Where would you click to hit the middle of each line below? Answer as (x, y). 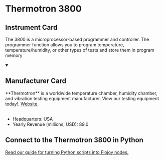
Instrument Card (31, 27)
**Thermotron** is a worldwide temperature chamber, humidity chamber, (81, 93)
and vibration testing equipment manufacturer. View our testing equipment (82, 98)
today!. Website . (22, 104)
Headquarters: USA (33, 119)
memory (14, 55)
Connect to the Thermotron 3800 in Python (74, 140)
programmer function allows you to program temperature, (65, 45)
